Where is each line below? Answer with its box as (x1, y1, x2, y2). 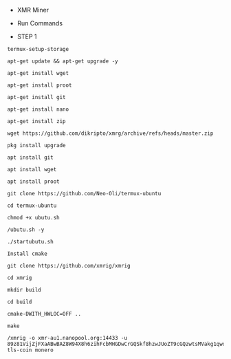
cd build (7, 298, 32, 305)
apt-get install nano (7, 106, 69, 113)
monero (34, 347, 54, 353)
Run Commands (16, 19, 63, 27)
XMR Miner (16, 6, 49, 14)
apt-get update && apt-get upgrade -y (7, 58, 118, 65)
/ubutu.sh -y (7, 226, 45, 233)
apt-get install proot (7, 82, 72, 89)
